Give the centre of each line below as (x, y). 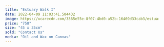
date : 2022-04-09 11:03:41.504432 (40, 14)
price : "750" (18, 23)
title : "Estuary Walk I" (30, 10)
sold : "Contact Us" (25, 32)
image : (12, 19)
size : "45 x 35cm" (24, 28)
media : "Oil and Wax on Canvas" (38, 37)
